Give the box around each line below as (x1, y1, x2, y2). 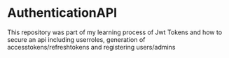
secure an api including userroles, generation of (7, 35, 146, 43)
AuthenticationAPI (7, 5, 118, 21)
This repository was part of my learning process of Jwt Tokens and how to (7, 28, 223, 36)
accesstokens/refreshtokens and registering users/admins (7, 43, 176, 51)
